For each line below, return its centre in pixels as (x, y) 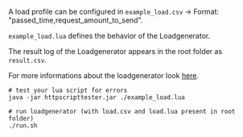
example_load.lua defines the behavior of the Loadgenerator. (109, 36)
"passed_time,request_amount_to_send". (76, 20)
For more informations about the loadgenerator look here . (104, 75)
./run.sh (23, 126)
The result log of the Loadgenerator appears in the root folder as (115, 51)
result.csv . (27, 60)
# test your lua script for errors (68, 90)
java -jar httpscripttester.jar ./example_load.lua (97, 98)
